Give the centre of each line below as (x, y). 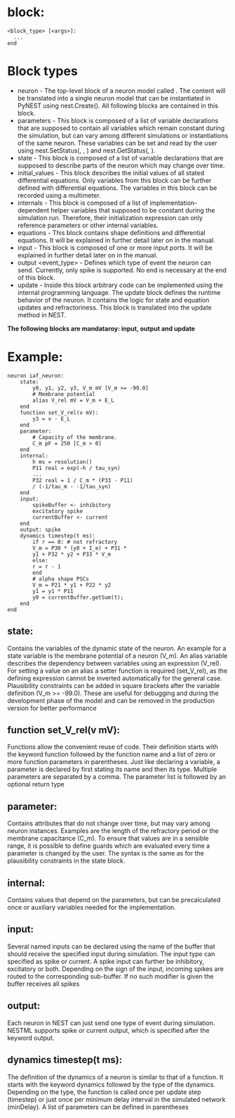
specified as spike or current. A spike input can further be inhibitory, (106, 961)
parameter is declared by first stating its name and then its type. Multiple (112, 769)
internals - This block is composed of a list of (83, 203)
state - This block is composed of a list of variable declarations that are (120, 158)
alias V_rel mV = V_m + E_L (73, 400)
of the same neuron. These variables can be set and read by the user (117, 143)
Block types (43, 71)
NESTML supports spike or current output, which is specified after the (108, 1030)
